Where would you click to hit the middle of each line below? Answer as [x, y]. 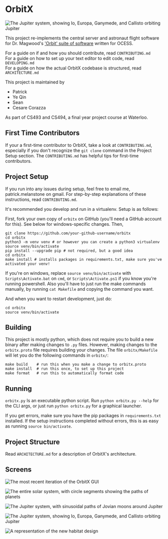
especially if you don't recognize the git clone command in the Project [78, 150]
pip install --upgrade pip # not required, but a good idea [69, 251]
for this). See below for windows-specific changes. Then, [64, 224]
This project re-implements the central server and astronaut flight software [82, 38]
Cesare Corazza [29, 107]
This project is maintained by [35, 82]
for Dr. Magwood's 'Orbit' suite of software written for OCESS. [69, 43]
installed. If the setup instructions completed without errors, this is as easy [82, 421]
